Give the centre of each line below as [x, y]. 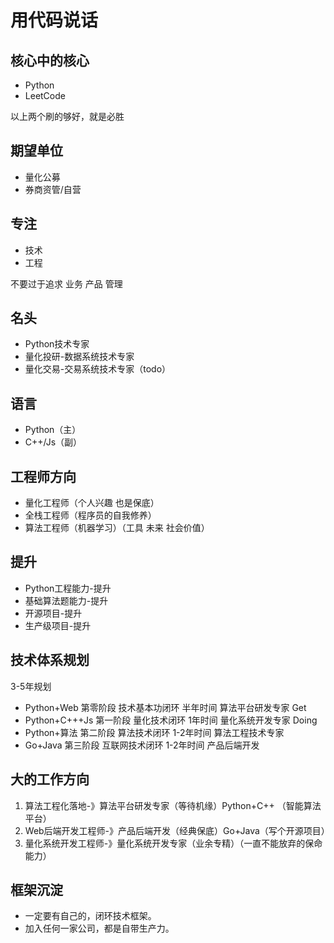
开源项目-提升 [53, 613]
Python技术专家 [57, 344]
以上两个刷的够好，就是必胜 [67, 116]
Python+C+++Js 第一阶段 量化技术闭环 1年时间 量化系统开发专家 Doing [171, 720]
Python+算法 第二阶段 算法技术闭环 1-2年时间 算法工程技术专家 [154, 732]
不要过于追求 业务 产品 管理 [66, 283]
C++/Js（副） [53, 442]
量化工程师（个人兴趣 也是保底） [92, 503]
